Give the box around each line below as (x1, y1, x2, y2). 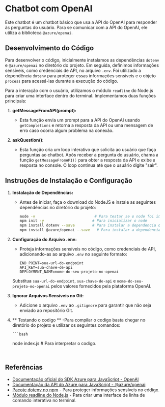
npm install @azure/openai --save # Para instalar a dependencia (19, 227, 161, 233)
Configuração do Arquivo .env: (12, 237, 77, 243)
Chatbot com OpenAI (5, 3, 93, 14)
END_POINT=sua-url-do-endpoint (19, 261, 84, 266)
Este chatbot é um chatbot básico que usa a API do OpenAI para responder (5, 19, 157, 25)
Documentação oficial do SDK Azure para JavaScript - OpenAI (12, 376, 139, 382)
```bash (12, 332, 28, 337)
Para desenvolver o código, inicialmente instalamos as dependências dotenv (5, 57, 160, 63)
